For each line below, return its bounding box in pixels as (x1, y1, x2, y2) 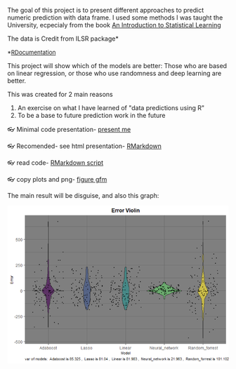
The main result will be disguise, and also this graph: (7, 192, 159, 199)
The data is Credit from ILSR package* (7, 34, 119, 43)
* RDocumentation (7, 48, 56, 56)
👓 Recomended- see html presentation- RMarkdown (7, 142, 162, 150)
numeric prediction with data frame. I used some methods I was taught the (7, 13, 223, 22)
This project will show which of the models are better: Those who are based (7, 62, 227, 69)
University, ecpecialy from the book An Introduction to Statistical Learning (7, 21, 221, 29)
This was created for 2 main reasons (7, 90, 114, 98)
